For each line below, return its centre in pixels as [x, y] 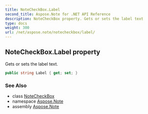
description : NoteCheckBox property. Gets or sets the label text [74, 19]
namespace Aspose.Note [38, 101]
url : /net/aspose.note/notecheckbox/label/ [50, 32]
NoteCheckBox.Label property [53, 52]
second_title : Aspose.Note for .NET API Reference [58, 14]
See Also [16, 85]
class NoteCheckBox [33, 96]
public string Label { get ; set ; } [41, 73]
